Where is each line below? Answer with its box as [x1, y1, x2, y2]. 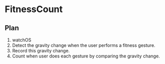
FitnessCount [5, 4, 63, 15]
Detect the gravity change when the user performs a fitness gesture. [12, 42, 155, 48]
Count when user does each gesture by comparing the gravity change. [12, 53, 160, 59]
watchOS [12, 37, 31, 43]
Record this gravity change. [12, 48, 70, 53]
